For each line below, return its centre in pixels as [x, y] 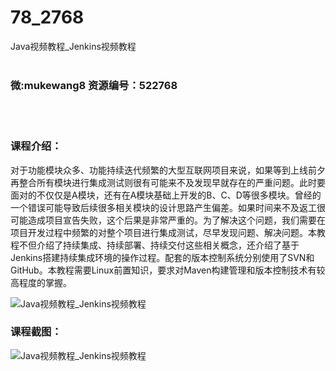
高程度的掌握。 [41, 282]
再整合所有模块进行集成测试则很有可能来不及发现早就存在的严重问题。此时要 [168, 182]
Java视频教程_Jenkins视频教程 [73, 46]
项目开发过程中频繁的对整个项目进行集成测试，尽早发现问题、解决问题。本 [163, 232]
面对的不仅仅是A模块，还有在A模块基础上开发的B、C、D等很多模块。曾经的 [166, 195]
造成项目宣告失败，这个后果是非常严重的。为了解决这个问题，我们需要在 [176, 220]
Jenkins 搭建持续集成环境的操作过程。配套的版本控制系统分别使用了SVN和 [162, 257]
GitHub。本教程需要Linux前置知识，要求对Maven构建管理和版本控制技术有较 [168, 270]
